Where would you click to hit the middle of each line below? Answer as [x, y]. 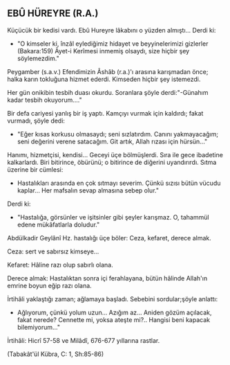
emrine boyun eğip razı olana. [49, 285]
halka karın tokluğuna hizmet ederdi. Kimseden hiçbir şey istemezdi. [104, 79]
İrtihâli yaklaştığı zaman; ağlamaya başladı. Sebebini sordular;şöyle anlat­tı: [113, 299]
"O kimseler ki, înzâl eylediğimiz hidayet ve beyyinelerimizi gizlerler [113, 44]
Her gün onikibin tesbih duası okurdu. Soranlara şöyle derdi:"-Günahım [108, 92]
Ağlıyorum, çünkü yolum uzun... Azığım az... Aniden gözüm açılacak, [114, 312]
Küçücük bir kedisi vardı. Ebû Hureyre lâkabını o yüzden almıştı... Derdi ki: [112, 30]
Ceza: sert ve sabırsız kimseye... [53, 251]
